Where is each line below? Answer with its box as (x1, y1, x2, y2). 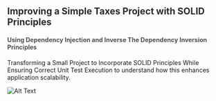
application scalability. (7, 73, 71, 82)
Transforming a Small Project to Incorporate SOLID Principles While (7, 58, 199, 66)
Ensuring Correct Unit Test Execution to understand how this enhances (7, 66, 210, 74)
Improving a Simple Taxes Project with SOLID (7, 6, 206, 17)
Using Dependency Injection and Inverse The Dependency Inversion (7, 35, 208, 44)
